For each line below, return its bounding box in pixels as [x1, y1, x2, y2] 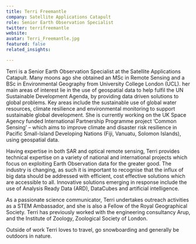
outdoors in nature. [6, 232, 52, 239]
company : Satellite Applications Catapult [6, 14, 111, 20]
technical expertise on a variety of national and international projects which [6, 153, 188, 161]
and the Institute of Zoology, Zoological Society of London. [6, 215, 148, 222]
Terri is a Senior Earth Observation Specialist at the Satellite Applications [6, 68, 181, 75]
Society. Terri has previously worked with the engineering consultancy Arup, [6, 208, 191, 215]
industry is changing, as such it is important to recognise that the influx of [6, 166, 184, 173]
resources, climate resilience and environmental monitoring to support [6, 105, 176, 112]
